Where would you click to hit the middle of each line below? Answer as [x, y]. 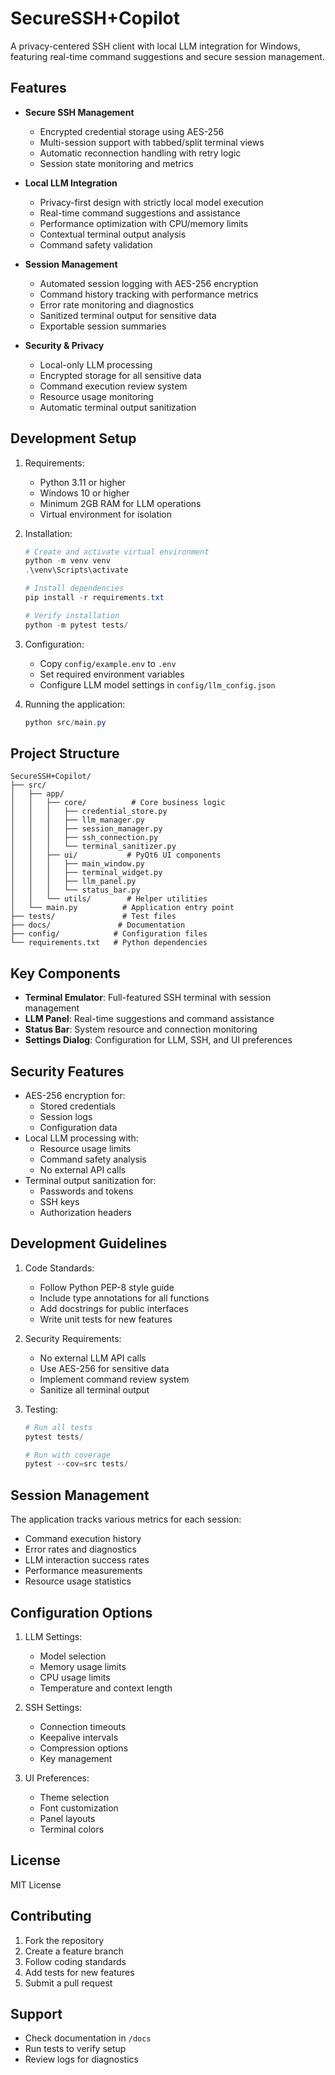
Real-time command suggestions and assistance [140, 213]
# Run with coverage [67, 1455]
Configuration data [78, 1127]
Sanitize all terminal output [94, 1389]
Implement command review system [114, 1379]
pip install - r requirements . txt [94, 598]
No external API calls [83, 1170]
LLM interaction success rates [87, 1560]
